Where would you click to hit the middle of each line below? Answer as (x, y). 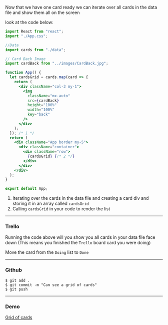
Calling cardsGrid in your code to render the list (61, 209)
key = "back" (39, 115)
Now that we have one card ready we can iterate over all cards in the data (81, 7)
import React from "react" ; (34, 32)
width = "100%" (41, 110)
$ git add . (17, 280)
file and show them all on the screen (42, 13)
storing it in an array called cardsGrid (50, 204)
